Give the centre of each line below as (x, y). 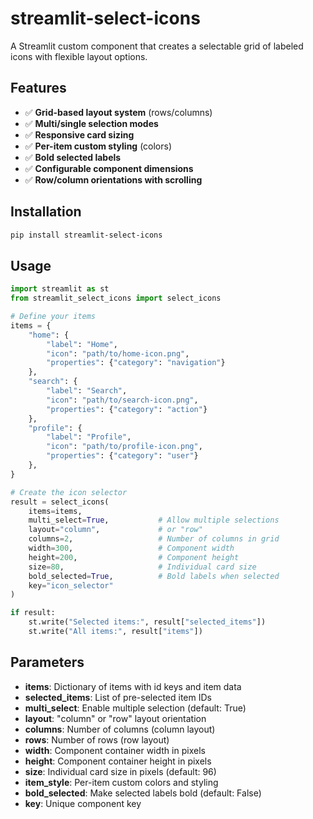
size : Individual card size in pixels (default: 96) (120, 771)
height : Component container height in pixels (118, 761)
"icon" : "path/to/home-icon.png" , (118, 353)
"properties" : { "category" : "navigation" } (136, 363)
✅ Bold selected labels (73, 157)
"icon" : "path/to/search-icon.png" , (122, 400)
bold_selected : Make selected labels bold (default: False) (143, 793)
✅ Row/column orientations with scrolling (113, 179)
